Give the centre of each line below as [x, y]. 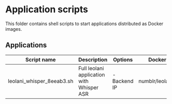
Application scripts [47, 9]
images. [14, 29]
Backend [123, 81]
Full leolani [91, 68]
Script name [41, 59]
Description [93, 59]
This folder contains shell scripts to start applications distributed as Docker [84, 24]
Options [123, 59]
